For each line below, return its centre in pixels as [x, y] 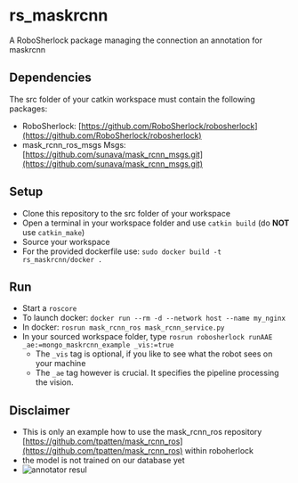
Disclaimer [40, 410]
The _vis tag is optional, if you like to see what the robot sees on [154, 354]
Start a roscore [49, 308]
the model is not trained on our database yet [103, 461]
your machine [60, 364]
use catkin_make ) [53, 232]
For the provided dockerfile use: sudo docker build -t [122, 251]
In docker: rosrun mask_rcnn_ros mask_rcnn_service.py [123, 327]
